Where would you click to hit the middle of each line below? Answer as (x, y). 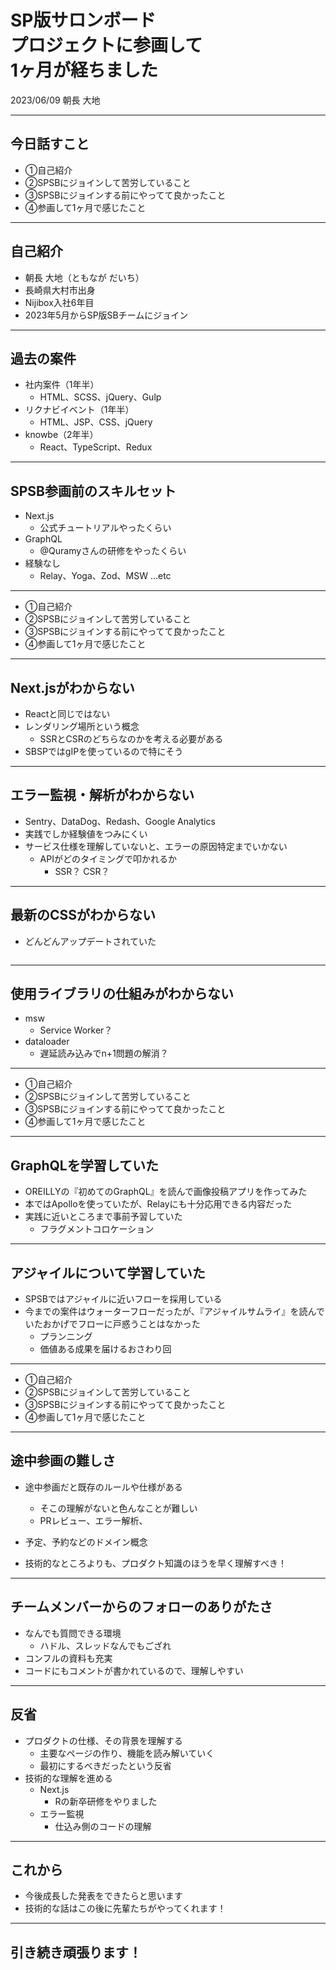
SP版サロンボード (83, 20)
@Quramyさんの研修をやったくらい (113, 551)
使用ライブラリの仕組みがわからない (122, 994)
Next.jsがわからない (72, 687)
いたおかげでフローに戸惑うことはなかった (112, 1324)
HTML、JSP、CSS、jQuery (96, 422)
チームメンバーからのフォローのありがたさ (141, 1607)
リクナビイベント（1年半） (79, 410)
